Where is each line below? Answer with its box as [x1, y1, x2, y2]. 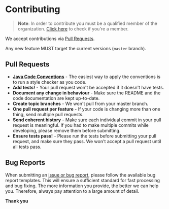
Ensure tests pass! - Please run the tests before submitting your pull [12, 133, 156, 139]
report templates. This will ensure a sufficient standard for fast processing [5, 177, 160, 183]
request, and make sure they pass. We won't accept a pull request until [12, 138, 161, 144]
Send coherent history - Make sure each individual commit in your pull [12, 117, 161, 123]
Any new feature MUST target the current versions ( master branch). [5, 45, 146, 51]
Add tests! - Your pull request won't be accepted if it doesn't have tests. [12, 84, 164, 90]
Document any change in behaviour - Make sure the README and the [12, 90, 161, 96]
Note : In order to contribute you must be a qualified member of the [17, 20, 157, 26]
